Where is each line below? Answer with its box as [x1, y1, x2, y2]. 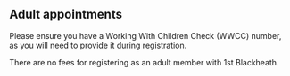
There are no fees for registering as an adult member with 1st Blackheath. [9, 57, 279, 67]
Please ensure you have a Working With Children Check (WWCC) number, [9, 30, 282, 41]
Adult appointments [9, 7, 123, 22]
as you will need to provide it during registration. [9, 40, 187, 50]
